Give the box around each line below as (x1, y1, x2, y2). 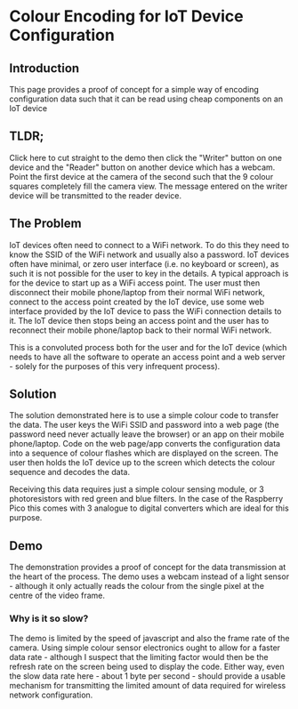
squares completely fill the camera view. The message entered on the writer (9, 181, 288, 191)
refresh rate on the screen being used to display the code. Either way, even (9, 661, 285, 672)
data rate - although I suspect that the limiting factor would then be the (9, 651, 269, 662)
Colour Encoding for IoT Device (9, 6, 245, 27)
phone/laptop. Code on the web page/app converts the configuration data (9, 439, 281, 449)
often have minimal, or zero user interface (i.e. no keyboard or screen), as (9, 258, 279, 269)
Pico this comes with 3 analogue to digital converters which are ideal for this (9, 503, 289, 513)
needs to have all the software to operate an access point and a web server (9, 351, 286, 362)
